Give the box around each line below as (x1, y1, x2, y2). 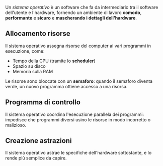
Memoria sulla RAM (12, 68, 53, 74)
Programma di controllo (5, 98, 80, 107)
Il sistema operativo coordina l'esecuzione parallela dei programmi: (5, 111, 144, 117)
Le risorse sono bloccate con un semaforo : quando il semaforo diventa (5, 78, 152, 84)
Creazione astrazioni (5, 136, 72, 145)
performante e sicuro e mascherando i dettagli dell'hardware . (5, 15, 137, 21)
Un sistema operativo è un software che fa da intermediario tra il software (5, 5, 158, 10)
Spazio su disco (12, 63, 46, 69)
